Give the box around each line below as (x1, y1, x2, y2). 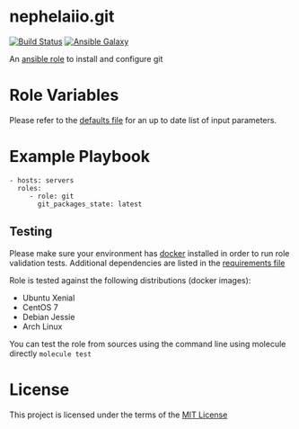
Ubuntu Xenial (22, 292, 75, 303)
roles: (17, 183, 42, 192)
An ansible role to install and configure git (9, 53, 163, 64)
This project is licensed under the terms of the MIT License (9, 409, 228, 420)
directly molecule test (9, 348, 92, 359)
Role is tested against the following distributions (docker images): (9, 274, 251, 285)
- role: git (29, 192, 75, 201)
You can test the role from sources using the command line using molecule (9, 338, 286, 349)
